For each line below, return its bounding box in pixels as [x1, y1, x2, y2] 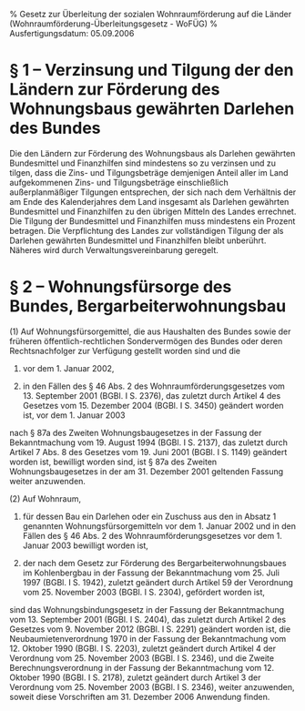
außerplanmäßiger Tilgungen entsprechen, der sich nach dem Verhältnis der [9, 187, 297, 198]
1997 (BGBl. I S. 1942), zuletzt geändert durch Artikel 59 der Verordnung [22, 576, 294, 587]
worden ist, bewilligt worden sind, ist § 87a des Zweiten [9, 456, 218, 467]
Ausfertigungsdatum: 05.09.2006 [9, 28, 135, 38]
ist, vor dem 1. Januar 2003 [22, 410, 126, 421]
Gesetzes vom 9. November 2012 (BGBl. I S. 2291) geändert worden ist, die [9, 624, 291, 635]
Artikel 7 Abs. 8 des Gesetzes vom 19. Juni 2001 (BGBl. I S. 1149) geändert [9, 446, 288, 457]
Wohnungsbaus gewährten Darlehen [9, 98, 295, 119]
